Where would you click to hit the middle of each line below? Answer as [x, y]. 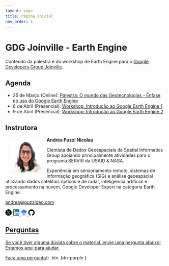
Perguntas [22, 230]
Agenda [18, 83]
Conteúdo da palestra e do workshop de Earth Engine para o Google [77, 62]
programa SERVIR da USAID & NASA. [86, 160]
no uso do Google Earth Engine [45, 101]
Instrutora [21, 128]
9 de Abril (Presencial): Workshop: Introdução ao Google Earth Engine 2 [88, 112]
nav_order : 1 [19, 21]
